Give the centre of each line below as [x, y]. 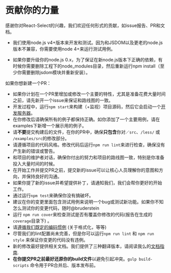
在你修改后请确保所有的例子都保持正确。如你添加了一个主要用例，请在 [86, 119]
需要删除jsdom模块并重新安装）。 [56, 72]
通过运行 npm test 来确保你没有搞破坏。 [53, 195]
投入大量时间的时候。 [35, 163]
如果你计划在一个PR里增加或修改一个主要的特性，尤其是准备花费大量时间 [89, 94]
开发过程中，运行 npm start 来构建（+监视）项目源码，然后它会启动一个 [87, 107]
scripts [21, 265]
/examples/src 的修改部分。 [41, 138]
